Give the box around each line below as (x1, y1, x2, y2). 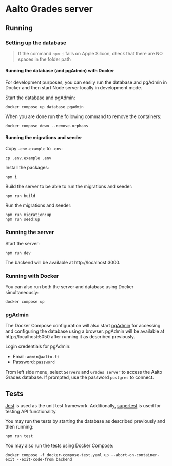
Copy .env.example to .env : (5, 146, 63, 152)
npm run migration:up (5, 212, 52, 218)
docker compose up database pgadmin (5, 105, 84, 110)
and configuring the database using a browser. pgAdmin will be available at (5, 328, 165, 334)
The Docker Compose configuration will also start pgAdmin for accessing (5, 323, 161, 329)
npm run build (5, 193, 36, 199)
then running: (5, 423, 34, 430)
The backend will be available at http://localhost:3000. (5, 259, 121, 265)
